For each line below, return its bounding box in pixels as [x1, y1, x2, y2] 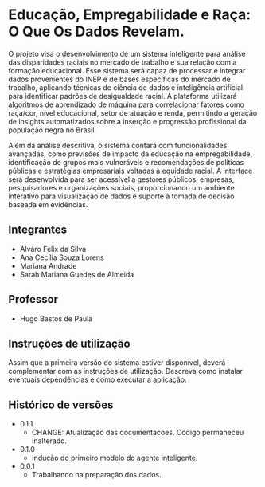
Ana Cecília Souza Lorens [19, 253, 105, 262]
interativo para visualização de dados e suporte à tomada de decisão [8, 191, 235, 201]
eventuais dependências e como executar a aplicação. [8, 375, 187, 384]
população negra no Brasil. [8, 125, 97, 135]
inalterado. [31, 436, 68, 446]
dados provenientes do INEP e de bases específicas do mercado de [8, 74, 231, 84]
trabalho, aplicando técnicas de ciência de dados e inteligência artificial [8, 82, 244, 92]
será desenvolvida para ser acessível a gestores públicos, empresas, [8, 174, 235, 184]
